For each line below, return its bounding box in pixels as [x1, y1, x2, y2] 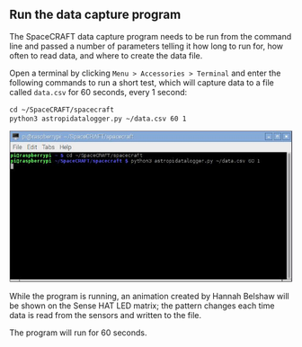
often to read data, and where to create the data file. [9, 49, 203, 61]
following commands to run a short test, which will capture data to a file [9, 76, 274, 88]
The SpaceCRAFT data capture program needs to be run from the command [9, 31, 292, 41]
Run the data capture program [9, 7, 182, 22]
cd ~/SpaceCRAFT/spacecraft [9, 105, 115, 114]
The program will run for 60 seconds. [9, 327, 147, 338]
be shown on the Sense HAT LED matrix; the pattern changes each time [9, 300, 275, 311]
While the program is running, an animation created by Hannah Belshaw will [9, 291, 289, 302]
